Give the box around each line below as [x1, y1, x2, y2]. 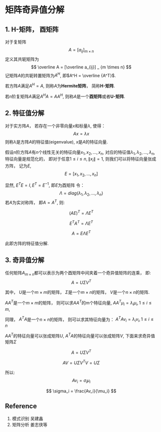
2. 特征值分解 [5, 109, 44, 117]
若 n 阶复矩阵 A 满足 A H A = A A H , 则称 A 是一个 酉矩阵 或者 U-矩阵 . [5, 93, 126, 99]
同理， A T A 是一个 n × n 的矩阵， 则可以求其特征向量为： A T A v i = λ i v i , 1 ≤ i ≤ [5, 316, 154, 323]
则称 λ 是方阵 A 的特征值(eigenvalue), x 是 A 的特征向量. [5, 139, 108, 144]
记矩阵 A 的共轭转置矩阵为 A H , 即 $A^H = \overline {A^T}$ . [5, 71, 116, 78]
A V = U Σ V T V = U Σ [62, 359, 100, 366]
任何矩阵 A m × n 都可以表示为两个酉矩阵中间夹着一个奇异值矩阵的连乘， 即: [5, 270, 151, 277]
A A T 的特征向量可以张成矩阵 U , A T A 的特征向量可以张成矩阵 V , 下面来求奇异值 [5, 332, 156, 338]
